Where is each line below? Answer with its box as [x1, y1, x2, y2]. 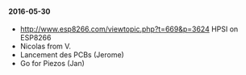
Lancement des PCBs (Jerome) [19, 50, 125, 60]
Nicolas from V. [19, 41, 71, 52]
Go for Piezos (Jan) [19, 59, 85, 69]
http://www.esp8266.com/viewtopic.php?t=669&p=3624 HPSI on [19, 24, 239, 34]
